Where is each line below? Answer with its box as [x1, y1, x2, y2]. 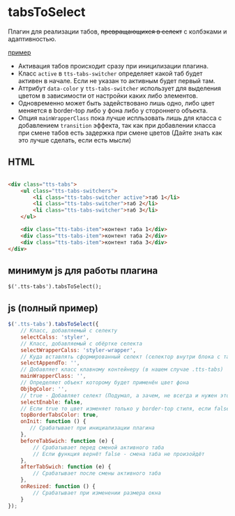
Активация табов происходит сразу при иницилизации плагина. [17, 61, 209, 70]
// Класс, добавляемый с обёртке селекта [20, 340, 142, 347]
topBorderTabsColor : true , [20, 411, 99, 419]
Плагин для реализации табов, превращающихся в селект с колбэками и [8, 27, 227, 36]
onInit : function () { [20, 418, 86, 425]
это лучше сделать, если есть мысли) [17, 135, 132, 144]
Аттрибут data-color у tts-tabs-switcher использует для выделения [17, 84, 222, 92]
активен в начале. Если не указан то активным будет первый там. [17, 76, 215, 84]
